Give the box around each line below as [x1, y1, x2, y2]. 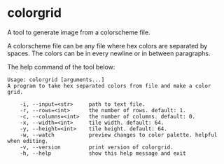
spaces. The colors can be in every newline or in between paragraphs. [7, 49, 211, 57]
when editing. [7, 137, 49, 144]
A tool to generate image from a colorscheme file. [7, 28, 150, 36]
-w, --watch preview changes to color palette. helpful [20, 131, 218, 138]
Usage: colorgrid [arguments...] [7, 76, 105, 83]
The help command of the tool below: [7, 62, 115, 71]
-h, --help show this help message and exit [20, 149, 187, 157]
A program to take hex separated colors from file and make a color [7, 82, 211, 89]
